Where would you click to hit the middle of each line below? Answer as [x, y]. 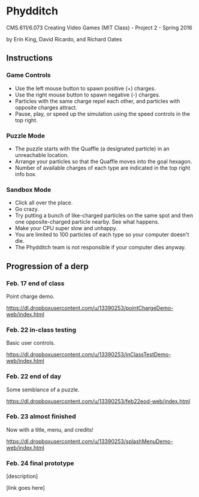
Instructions [29, 58]
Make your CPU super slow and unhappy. [66, 228]
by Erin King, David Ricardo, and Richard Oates [64, 39]
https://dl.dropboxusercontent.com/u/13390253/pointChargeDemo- [90, 308]
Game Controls [28, 75]
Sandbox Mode [29, 189]
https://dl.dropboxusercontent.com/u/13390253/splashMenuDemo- [90, 441]
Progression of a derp [47, 266]
